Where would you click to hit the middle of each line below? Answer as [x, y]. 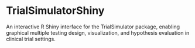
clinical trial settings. [31, 39]
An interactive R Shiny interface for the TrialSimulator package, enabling [93, 27]
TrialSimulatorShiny [55, 11]
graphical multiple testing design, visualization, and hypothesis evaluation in [98, 32]
